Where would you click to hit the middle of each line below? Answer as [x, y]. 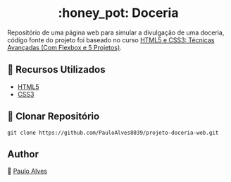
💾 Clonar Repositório [54, 117]
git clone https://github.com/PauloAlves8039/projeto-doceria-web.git [113, 133]
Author [23, 154]
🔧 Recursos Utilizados [56, 69]
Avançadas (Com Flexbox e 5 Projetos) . [64, 47]
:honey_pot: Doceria [118, 13]
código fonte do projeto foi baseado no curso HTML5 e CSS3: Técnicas [111, 40]
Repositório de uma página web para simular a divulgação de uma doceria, [116, 32]
